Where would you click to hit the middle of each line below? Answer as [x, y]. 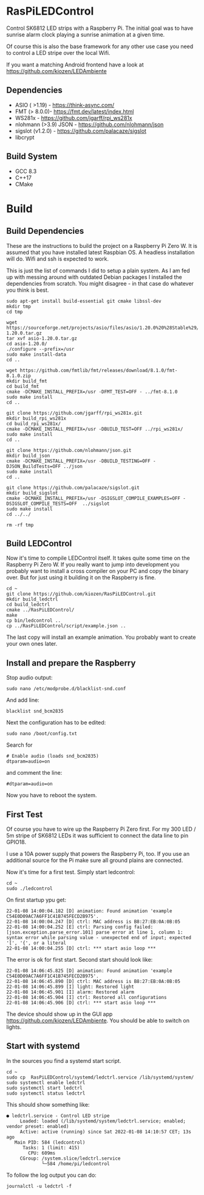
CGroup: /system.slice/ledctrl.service [70, 1158]
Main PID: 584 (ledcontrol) [50, 1142]
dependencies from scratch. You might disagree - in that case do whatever [100, 283]
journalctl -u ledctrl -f [39, 1186]
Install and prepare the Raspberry [71, 663]
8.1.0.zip [19, 376]
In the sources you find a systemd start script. [64, 1060]
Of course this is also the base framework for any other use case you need [100, 46]
